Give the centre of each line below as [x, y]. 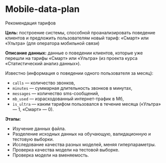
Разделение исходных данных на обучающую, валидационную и [82, 134]
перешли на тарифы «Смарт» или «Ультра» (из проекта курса [72, 58]
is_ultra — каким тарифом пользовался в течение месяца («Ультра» [86, 104]
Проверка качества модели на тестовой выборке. [66, 150]
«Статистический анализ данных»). [43, 63]
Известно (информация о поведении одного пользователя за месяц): [79, 73]
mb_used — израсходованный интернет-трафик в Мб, [68, 99]
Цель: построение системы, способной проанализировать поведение [80, 32]
